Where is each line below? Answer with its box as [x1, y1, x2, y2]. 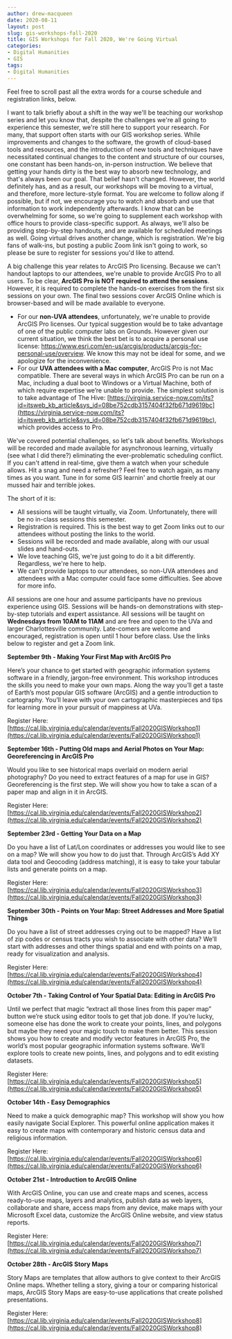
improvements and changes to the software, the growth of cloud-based [7, 138, 211, 146]
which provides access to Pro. [17, 423, 104, 431]
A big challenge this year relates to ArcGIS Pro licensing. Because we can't [7, 262, 221, 270]
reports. [7, 1218, 30, 1226]
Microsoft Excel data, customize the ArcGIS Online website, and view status [7, 1211, 223, 1219]
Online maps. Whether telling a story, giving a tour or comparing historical [7, 1281, 218, 1289]
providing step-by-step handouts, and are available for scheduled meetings [7, 226, 223, 235]
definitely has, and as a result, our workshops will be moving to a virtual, [7, 182, 213, 190]
